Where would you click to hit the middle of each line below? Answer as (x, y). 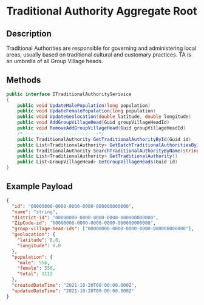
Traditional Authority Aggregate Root (102, 11)
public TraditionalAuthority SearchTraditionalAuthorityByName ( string (108, 151)
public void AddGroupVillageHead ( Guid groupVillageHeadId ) (93, 123)
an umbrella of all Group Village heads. (55, 61)
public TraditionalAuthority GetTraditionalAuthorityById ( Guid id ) (104, 139)
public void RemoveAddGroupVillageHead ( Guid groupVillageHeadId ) (102, 128)
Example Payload (39, 187)
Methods (24, 80)
